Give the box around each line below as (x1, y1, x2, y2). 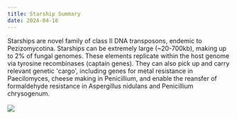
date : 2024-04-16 (7, 17, 59, 24)
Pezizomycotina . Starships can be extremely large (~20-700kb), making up (7, 44, 227, 52)
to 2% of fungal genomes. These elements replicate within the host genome (7, 51, 230, 60)
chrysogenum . (7, 89, 50, 98)
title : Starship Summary (7, 10, 81, 18)
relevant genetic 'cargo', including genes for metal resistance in (7, 67, 193, 75)
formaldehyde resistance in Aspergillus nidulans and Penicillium (7, 81, 194, 90)
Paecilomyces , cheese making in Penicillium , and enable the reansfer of (7, 74, 218, 82)
